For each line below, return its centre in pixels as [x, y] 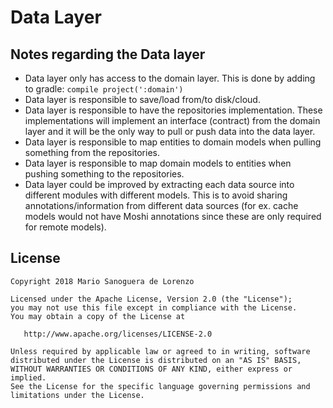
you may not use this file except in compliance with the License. [154, 307]
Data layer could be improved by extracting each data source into [159, 184]
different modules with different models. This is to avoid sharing [156, 195]
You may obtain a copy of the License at [98, 316]
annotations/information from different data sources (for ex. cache [161, 205]
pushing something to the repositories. [104, 174]
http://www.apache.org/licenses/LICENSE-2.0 [118, 334]
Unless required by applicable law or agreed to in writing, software [160, 351]
